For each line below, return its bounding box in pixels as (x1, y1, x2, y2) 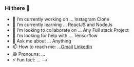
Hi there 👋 (5, 5, 30, 12)
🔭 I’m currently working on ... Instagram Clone (12, 16, 110, 23)
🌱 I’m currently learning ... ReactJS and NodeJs (12, 21, 113, 28)
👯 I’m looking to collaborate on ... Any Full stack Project (12, 27, 129, 33)
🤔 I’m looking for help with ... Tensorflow (12, 33, 98, 39)
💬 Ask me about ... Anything (12, 38, 71, 44)
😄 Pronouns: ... (12, 51, 46, 57)
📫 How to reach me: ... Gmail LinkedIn (12, 43, 92, 50)
